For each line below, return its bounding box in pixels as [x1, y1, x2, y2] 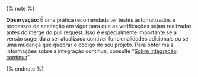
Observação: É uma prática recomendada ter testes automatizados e [6, 16, 176, 23]
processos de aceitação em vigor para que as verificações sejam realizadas [6, 23, 192, 29]
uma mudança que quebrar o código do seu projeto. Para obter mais [6, 41, 174, 48]
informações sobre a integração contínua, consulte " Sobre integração [6, 48, 177, 55]
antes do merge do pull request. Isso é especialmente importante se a [6, 29, 177, 36]
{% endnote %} [6, 65, 44, 72]
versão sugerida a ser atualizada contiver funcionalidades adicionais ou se [6, 35, 189, 42]
